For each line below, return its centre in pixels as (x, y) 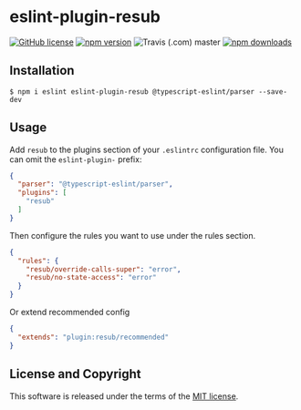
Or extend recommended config (70, 313)
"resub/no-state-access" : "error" (91, 278)
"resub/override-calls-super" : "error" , (104, 269)
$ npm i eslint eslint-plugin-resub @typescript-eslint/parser (132, 92)
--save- (273, 92)
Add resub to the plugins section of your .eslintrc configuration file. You (147, 149)
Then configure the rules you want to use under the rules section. (133, 235)
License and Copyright (75, 374)
